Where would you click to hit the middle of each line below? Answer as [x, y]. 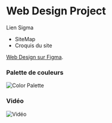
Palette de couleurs [35, 72]
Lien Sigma [20, 27]
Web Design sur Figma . [35, 57]
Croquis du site [33, 45]
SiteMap [25, 39]
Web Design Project [56, 11]
